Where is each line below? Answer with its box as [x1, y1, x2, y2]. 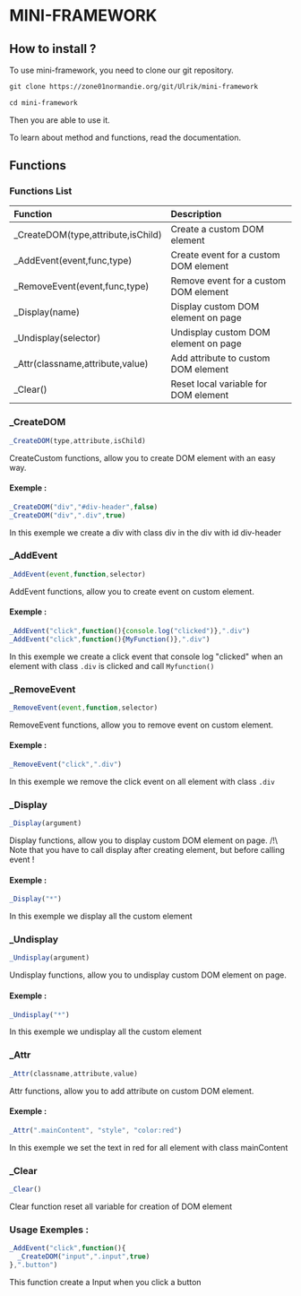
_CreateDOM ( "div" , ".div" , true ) [9, 510, 126, 520]
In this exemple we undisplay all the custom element [9, 1026, 202, 1037]
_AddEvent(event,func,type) [13, 255, 133, 267]
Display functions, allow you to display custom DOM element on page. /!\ [9, 835, 279, 846]
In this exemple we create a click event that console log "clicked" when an [9, 651, 284, 662]
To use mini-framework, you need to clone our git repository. [9, 65, 235, 75]
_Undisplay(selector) [13, 332, 101, 344]
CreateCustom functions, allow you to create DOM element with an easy [9, 452, 276, 463]
